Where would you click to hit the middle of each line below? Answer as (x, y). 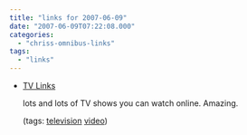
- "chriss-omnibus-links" (66, 43)
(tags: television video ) (65, 121)
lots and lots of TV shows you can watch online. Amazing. (130, 103)
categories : (32, 34)
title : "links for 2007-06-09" (68, 18)
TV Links (39, 86)
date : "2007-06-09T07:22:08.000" (72, 26)
